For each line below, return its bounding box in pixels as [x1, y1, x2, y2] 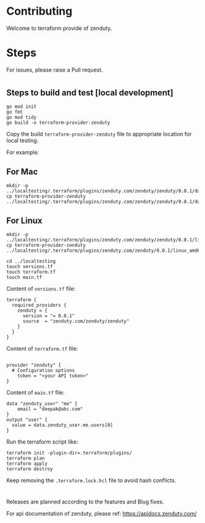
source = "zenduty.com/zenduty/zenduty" [22, 318, 130, 324]
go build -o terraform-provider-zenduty [6, 120, 111, 126]
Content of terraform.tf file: [6, 345, 78, 353]
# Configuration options [12, 368, 75, 374]
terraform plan [6, 455, 45, 462]
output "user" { [6, 417, 48, 423]
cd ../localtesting [6, 258, 56, 265]
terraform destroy [6, 466, 53, 472]
